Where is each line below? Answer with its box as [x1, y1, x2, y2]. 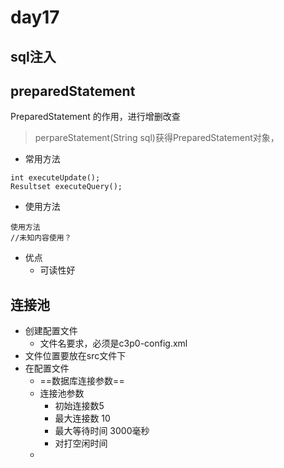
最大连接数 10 [54, 412, 111, 425]
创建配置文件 [24, 325, 78, 337]
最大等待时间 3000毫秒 [54, 425, 150, 437]
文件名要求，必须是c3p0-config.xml [39, 337, 188, 350]
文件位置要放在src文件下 [24, 350, 127, 362]
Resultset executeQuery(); [10, 182, 123, 192]
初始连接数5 [54, 400, 105, 412]
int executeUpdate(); [10, 173, 101, 183]
